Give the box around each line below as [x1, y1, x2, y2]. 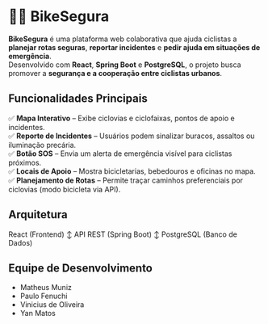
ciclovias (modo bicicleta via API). [8, 184, 121, 194]
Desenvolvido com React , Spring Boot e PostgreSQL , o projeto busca [8, 60, 241, 69]
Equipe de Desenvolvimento [8, 261, 153, 275]
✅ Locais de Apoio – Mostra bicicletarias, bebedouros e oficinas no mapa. [8, 166, 256, 176]
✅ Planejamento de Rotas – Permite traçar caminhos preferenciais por [8, 175, 244, 185]
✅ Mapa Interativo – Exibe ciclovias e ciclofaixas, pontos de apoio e [8, 113, 236, 123]
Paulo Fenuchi [19, 291, 68, 301]
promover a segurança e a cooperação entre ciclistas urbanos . [8, 68, 223, 78]
